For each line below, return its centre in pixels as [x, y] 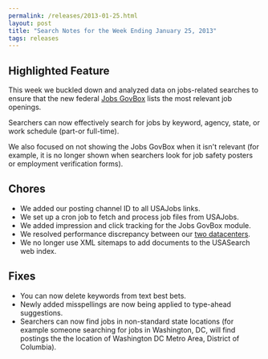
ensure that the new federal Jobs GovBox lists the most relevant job [120, 99]
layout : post [30, 23]
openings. [25, 107]
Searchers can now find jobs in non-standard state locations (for [127, 321]
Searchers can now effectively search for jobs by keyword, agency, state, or [134, 123]
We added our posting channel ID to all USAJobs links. [110, 208]
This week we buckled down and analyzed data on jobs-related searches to [134, 90]
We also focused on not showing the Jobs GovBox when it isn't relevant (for [134, 147]
